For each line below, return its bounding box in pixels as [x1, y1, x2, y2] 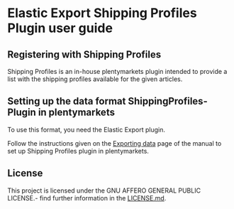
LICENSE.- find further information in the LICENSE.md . [7, 193, 167, 202]
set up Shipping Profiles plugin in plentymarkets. [7, 146, 149, 155]
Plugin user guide [7, 20, 113, 36]
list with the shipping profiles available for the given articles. [7, 75, 183, 83]
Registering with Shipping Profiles [7, 48, 162, 60]
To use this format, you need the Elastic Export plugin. [7, 125, 165, 134]
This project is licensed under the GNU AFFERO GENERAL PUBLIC [7, 186, 201, 195]
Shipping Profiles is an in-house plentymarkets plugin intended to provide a [7, 68, 228, 75]
